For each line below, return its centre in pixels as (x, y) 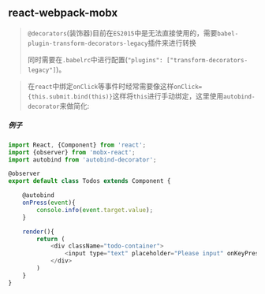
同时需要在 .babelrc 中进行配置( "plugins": (95, 59)
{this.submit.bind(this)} (70, 97)
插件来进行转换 (172, 43)
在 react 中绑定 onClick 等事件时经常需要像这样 (101, 86)
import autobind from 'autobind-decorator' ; (82, 160)
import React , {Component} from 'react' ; (77, 145)
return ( (51, 239)
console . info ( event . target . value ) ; (95, 210)
